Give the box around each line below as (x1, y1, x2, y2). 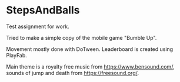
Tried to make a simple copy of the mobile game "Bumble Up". (6, 34, 157, 41)
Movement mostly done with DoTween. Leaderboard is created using (6, 45, 174, 53)
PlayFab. (6, 52, 28, 59)
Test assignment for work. (6, 23, 69, 30)
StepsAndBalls (6, 4, 80, 17)
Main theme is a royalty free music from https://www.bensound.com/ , (6, 63, 175, 70)
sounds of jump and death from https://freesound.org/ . (6, 69, 139, 76)
